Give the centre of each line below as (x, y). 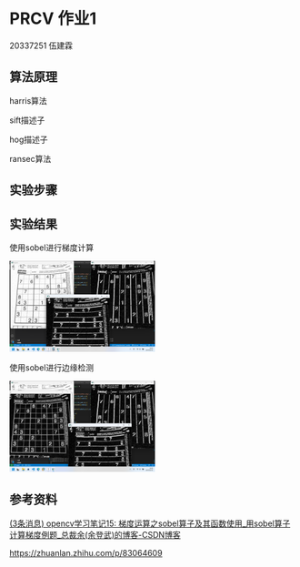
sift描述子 (27, 120)
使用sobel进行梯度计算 (51, 248)
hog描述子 (29, 139)
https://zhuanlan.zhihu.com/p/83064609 (86, 552)
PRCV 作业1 (53, 19)
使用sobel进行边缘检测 (51, 367)
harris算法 (28, 100)
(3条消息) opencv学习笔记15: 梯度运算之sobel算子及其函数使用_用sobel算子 (150, 523)
